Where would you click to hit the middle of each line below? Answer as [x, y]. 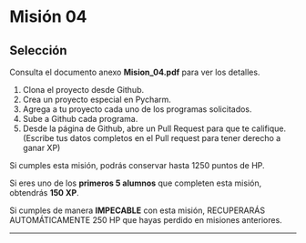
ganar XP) [41, 148]
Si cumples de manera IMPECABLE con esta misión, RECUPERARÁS [138, 210]
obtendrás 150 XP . [44, 192]
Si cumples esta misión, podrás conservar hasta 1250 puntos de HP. [138, 165]
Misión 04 [48, 17]
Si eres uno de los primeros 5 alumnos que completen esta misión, [136, 183]
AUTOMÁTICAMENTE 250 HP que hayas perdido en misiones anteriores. [146, 220]
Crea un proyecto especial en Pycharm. [97, 99]
